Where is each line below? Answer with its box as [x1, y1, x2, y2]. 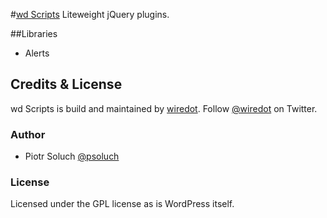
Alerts [24, 47, 50, 59]
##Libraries [10, 28, 58, 39]
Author [10, 127, 46, 141]
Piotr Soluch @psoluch [24, 150, 120, 163]
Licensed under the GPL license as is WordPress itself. [10, 198, 235, 210]
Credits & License [10, 76, 123, 93]
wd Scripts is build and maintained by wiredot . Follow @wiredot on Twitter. [10, 102, 318, 114]
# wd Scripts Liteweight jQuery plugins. [10, 9, 170, 20]
